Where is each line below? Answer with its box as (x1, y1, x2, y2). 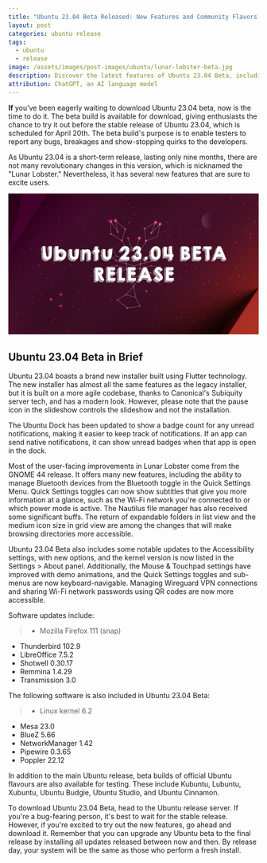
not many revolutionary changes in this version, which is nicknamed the (8, 160, 243, 170)
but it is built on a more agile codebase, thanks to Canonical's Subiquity (8, 388, 243, 397)
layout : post (8, 21, 52, 29)
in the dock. (8, 446, 48, 455)
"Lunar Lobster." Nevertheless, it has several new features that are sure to (8, 169, 250, 178)
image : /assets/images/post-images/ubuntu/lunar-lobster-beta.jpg (8, 64, 233, 72)
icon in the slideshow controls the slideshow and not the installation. (8, 404, 232, 414)
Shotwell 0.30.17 (19, 658, 74, 668)
